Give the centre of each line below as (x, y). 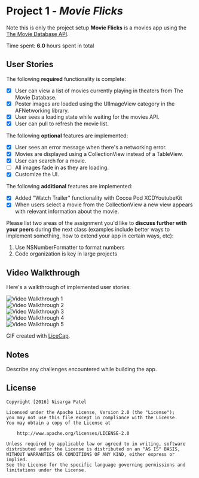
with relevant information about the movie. (67, 212)
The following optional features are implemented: (67, 136)
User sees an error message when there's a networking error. (91, 147)
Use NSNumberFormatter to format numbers (70, 248)
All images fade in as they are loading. (62, 168)
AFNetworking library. (42, 110)
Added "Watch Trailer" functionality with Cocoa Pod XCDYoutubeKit (98, 198)
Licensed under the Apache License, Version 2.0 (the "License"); (91, 412)
